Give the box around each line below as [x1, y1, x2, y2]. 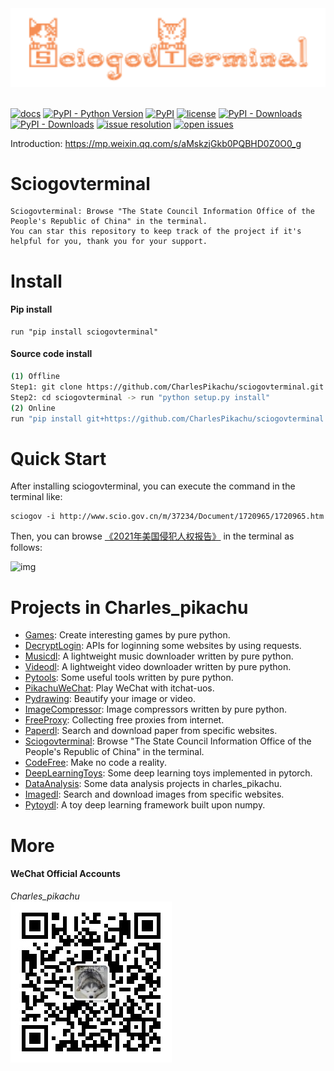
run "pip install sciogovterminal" [10, 327, 159, 337]
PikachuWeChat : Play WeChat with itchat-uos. [24, 682, 215, 694]
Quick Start [10, 447, 107, 470]
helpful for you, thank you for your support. [10, 237, 208, 247]
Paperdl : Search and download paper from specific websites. [24, 725, 278, 737]
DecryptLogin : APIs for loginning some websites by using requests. [24, 640, 302, 652]
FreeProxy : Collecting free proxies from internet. [24, 714, 225, 726]
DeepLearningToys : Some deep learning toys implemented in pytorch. [24, 767, 313, 779]
